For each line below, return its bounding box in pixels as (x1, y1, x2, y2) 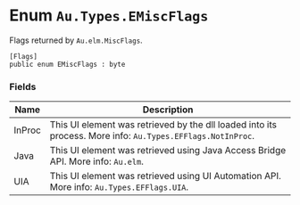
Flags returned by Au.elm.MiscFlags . (9, 35, 143, 45)
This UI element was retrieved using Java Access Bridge (49, 144, 287, 157)
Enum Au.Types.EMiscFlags (9, 5, 209, 26)
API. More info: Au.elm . (49, 155, 145, 168)
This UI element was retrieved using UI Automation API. (49, 170, 281, 183)
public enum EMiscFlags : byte (9, 60, 126, 69)
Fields (9, 80, 37, 93)
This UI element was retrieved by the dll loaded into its (49, 119, 278, 131)
